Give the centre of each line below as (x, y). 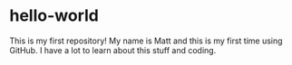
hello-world (54, 16)
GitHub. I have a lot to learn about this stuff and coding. (113, 50)
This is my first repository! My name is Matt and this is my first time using (146, 41)
